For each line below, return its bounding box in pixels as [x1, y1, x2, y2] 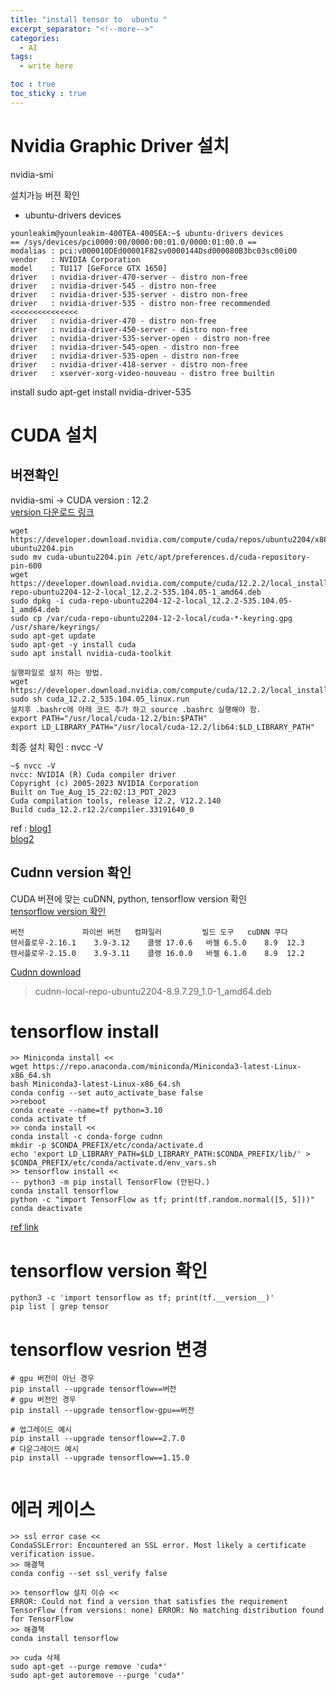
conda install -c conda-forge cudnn [10, 1132, 163, 1142]
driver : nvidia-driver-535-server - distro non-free [10, 289, 248, 300]
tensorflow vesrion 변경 [10, 1338, 208, 1361]
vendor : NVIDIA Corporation [10, 254, 141, 265]
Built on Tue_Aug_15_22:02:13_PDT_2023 [10, 787, 177, 797]
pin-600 [10, 561, 43, 571]
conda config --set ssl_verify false [10, 1569, 168, 1579]
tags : [10, 52, 33, 62]
